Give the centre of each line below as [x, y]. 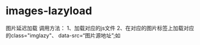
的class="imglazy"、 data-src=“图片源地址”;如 [63, 35]
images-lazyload [49, 11]
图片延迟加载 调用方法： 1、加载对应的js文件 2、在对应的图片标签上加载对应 [100, 28]
